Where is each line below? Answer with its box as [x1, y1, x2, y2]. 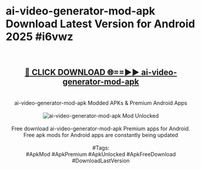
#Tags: [92, 144, 110, 151]
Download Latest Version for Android [5, 17, 196, 31]
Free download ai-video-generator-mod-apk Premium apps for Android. [11, 125, 191, 132]
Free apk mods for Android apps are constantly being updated [23, 131, 179, 138]
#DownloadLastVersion [71, 157, 130, 164]
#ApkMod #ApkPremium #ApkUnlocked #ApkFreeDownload [25, 150, 176, 158]
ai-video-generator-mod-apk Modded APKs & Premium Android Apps [14, 99, 188, 106]
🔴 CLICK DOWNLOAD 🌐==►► [24, 68, 140, 78]
